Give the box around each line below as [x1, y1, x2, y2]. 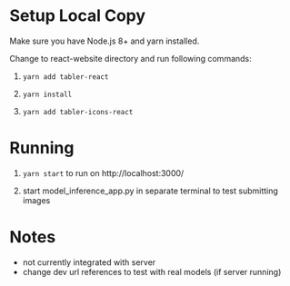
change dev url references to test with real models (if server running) [22, 266, 282, 277]
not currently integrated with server [22, 256, 156, 268]
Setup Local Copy [9, 5, 146, 26]
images [22, 194, 51, 205]
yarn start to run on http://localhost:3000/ [22, 167, 185, 178]
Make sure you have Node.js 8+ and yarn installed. [9, 35, 200, 46]
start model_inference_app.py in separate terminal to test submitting [22, 185, 279, 196]
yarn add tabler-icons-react [22, 107, 134, 116]
